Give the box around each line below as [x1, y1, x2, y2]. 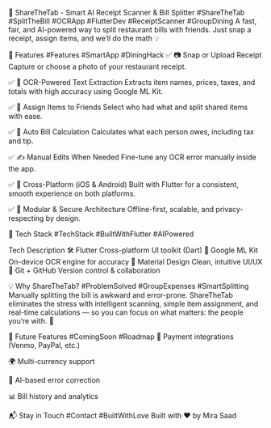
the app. [8, 164, 36, 173]
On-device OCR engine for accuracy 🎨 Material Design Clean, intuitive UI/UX [8, 257, 263, 266]
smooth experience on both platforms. [8, 189, 135, 198]
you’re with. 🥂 [8, 316, 54, 325]
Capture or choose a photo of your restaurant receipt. [8, 61, 187, 71]
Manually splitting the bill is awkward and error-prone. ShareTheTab [8, 290, 234, 299]
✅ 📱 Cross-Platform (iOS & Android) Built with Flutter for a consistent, [8, 180, 240, 189]
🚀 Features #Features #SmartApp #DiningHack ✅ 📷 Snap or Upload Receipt [8, 50, 262, 60]
